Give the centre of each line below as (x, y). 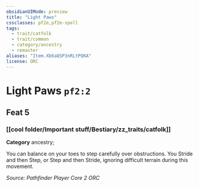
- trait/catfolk (31, 34)
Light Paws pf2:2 (48, 91)
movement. (20, 166)
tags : (13, 28)
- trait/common (30, 39)
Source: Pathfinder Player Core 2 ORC (53, 178)
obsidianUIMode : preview (37, 12)
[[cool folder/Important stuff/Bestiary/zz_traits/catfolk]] (89, 129)
